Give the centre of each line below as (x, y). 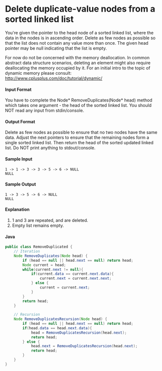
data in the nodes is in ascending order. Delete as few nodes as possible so (80, 38)
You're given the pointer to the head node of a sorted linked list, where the (79, 33)
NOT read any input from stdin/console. (45, 111)
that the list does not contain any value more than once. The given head (77, 43)
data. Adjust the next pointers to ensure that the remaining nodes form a (77, 137)
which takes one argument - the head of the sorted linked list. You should (78, 105)
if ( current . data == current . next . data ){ (72, 274)
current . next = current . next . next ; (75, 278)
